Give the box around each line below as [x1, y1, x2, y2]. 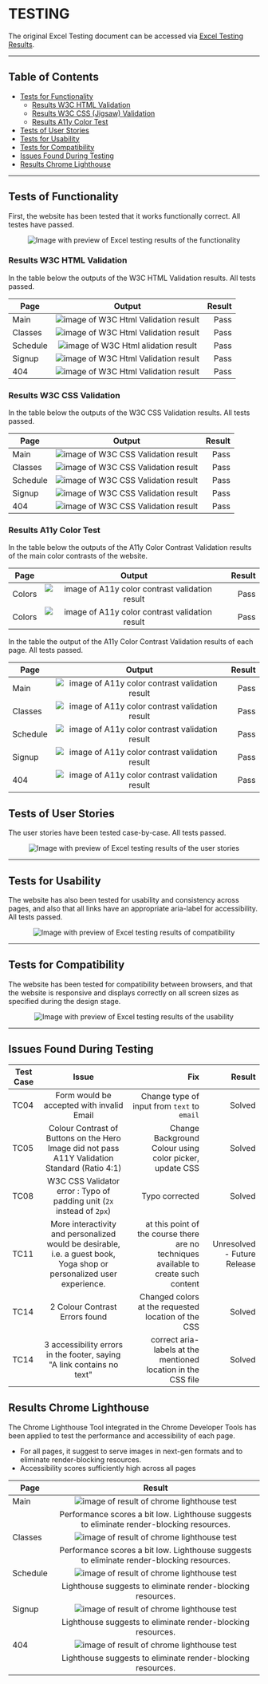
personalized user [49, 1268, 117, 1279]
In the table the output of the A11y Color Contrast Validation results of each [8, 637, 254, 646]
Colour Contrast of [49, 1122, 119, 1133]
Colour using [151, 1142, 199, 1153]
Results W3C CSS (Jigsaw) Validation [31, 109, 156, 118]
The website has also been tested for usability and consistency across [8, 895, 239, 905]
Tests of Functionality [8, 190, 119, 204]
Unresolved [212, 1238, 256, 1249]
